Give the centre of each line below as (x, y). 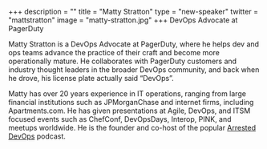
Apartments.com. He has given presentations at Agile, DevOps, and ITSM (129, 111)
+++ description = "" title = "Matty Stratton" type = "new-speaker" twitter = (133, 12)
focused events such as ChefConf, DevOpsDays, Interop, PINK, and (120, 119)
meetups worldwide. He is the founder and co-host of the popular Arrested (132, 128)
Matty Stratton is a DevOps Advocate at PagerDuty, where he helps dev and (133, 44)
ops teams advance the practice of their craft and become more (114, 52)
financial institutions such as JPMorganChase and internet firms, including (131, 102)
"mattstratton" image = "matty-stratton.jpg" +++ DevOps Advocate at (123, 20)
